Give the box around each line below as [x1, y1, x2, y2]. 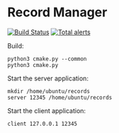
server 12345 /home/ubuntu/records [7, 94, 113, 101]
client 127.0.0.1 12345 [7, 120, 78, 127]
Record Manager [7, 4, 108, 21]
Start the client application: [7, 106, 86, 115]
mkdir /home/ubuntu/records [7, 87, 91, 95]
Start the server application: [7, 74, 89, 83]
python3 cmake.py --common [7, 55, 87, 63]
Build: [7, 41, 24, 50]
